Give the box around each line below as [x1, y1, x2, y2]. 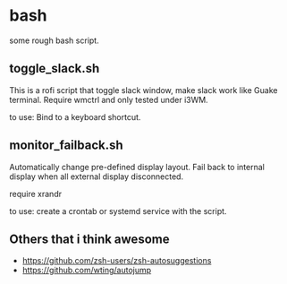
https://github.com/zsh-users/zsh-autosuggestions [21, 255, 212, 266]
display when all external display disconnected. [9, 171, 184, 182]
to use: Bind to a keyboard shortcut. [9, 111, 141, 122]
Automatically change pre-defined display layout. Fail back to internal [9, 161, 266, 172]
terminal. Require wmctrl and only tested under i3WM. [9, 94, 208, 105]
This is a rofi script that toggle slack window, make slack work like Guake [9, 84, 278, 95]
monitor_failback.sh [9, 138, 123, 153]
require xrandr [9, 188, 63, 199]
